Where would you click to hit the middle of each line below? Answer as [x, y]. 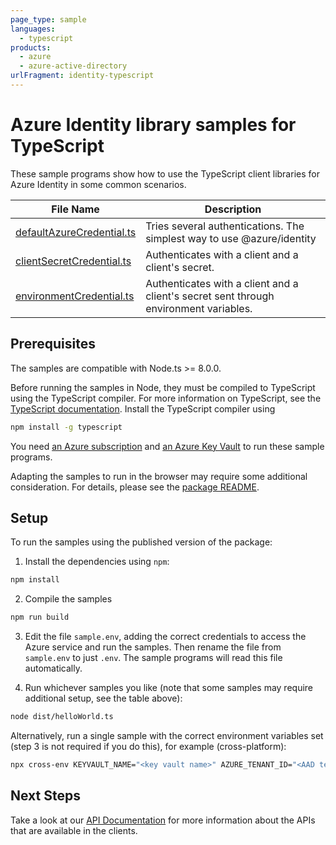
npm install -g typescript [66, 427]
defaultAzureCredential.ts [76, 232]
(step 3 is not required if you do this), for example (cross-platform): [148, 746]
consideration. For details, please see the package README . [135, 487]
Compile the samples [68, 599]
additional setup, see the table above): [103, 698]
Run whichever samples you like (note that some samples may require [169, 688]
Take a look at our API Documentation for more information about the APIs [163, 820]
